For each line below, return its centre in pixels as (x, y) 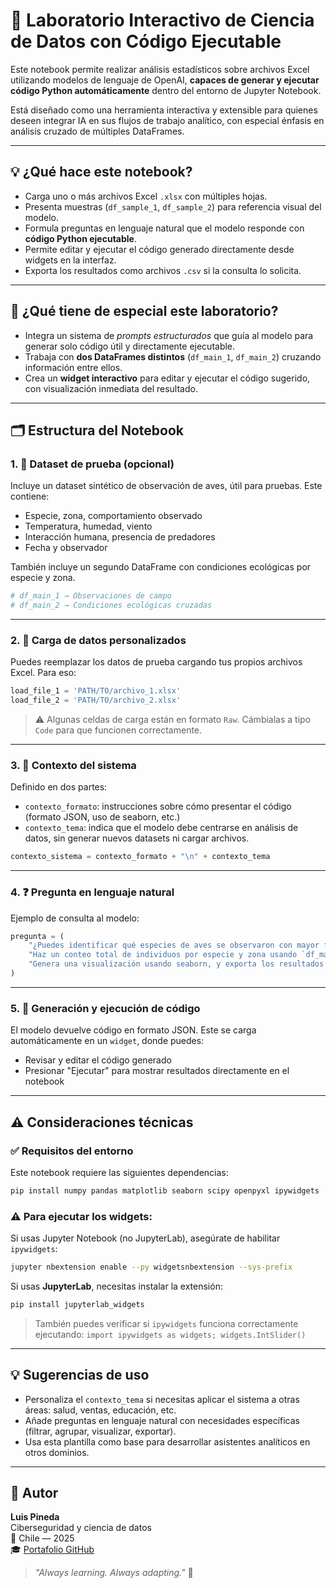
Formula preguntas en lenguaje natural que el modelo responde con (164, 228)
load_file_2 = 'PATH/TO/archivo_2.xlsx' (96, 700)
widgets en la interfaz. (70, 260)
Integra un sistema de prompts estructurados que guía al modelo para (169, 335)
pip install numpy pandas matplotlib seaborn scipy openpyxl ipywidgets (165, 1190)
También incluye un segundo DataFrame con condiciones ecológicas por (161, 567)
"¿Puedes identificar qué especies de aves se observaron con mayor (174, 945)
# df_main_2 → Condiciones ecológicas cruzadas (111, 605)
